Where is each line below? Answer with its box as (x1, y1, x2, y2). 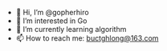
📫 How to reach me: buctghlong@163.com (15, 33, 159, 43)
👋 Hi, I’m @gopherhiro (15, 8, 90, 17)
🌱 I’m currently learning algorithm (15, 25, 127, 33)
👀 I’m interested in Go (15, 16, 88, 25)
